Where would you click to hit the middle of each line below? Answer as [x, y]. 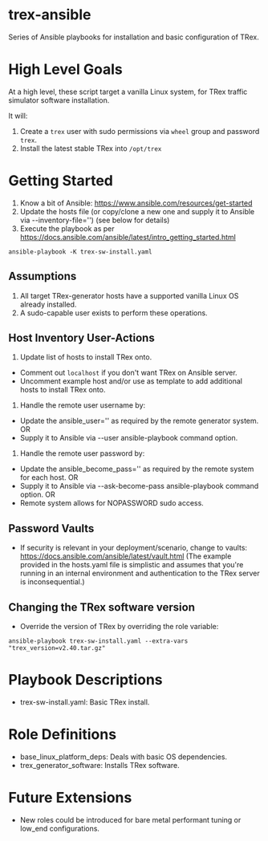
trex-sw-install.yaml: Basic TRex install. [85, 702]
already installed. [48, 304]
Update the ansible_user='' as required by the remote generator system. [139, 421]
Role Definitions [63, 735]
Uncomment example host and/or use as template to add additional [131, 381]
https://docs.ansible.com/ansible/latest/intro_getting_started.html [128, 237]
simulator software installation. [59, 100]
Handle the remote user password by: [82, 453]
